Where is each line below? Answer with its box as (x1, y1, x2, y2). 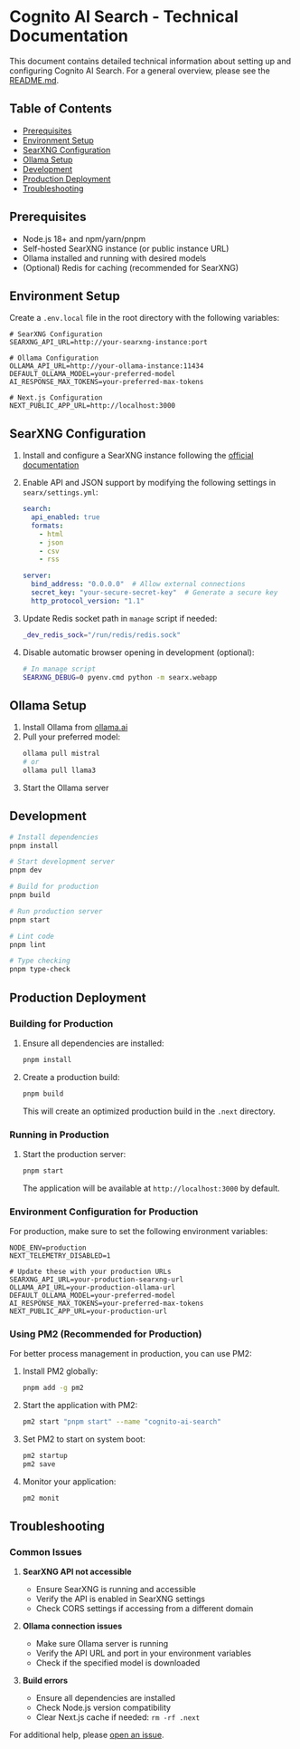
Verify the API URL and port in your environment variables (35, 1648, 251, 1659)
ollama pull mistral (22, 749, 100, 759)
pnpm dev (9, 865, 42, 875)
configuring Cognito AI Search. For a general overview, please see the (9, 65, 271, 76)
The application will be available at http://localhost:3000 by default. (22, 1183, 280, 1193)
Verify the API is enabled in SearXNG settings (35, 1593, 206, 1605)
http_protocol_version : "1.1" (31, 596, 145, 605)
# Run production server (9, 906, 103, 916)
